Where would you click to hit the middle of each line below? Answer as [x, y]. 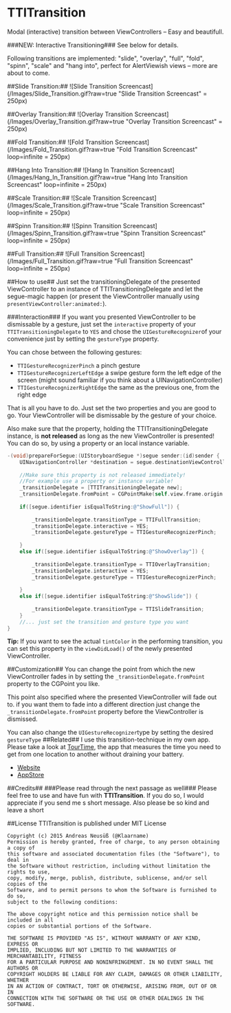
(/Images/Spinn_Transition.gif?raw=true [63, 233]
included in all [30, 920]
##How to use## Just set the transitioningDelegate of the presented [104, 281]
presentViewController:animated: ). [57, 303]
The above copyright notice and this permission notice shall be [102, 914]
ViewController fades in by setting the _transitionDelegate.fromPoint [106, 677]
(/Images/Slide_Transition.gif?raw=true [62, 93]
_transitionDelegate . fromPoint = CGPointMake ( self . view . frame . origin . [123, 494]
